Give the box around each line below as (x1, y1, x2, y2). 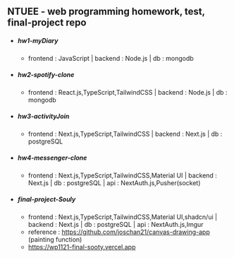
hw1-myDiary (17, 36, 58, 45)
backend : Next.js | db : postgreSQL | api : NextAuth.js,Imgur (27, 221, 204, 229)
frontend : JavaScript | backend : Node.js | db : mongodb (27, 54, 194, 63)
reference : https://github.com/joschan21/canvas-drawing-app (27, 228, 210, 236)
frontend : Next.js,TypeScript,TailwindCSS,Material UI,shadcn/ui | (27, 213, 217, 221)
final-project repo (7, 17, 87, 29)
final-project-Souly (17, 194, 76, 204)
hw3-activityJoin (17, 112, 70, 120)
